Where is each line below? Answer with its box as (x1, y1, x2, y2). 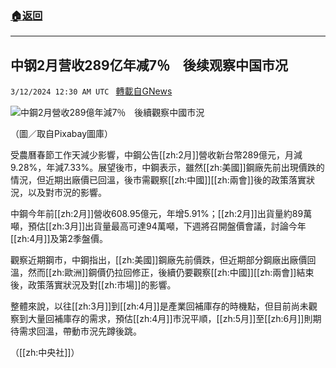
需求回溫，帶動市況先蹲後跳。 (18, 325, 142, 337)
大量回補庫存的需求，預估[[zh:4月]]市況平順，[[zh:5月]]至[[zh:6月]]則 (27, 313, 313, 325)
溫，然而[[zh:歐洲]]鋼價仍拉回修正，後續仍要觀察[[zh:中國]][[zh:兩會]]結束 (10, 267, 315, 279)
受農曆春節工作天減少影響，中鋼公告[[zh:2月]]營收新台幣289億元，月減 (10, 149, 303, 161)
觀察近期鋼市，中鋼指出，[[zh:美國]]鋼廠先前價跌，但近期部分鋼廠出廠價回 (10, 254, 317, 266)
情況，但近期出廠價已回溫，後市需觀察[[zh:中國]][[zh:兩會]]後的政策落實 (10, 174, 307, 186)
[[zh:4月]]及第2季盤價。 (10, 233, 109, 245)
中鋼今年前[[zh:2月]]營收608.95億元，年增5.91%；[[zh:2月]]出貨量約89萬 (10, 208, 313, 220)
